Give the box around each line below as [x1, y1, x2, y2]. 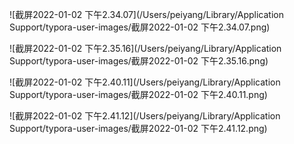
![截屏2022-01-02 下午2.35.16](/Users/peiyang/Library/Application [9, 43, 282, 54]
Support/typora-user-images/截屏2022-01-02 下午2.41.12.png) [9, 123, 268, 134]
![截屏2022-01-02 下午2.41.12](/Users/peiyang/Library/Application [9, 110, 281, 122]
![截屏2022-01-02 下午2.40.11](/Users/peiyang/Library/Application [9, 76, 281, 88]
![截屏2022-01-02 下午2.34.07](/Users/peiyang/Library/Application [9, 9, 284, 20]
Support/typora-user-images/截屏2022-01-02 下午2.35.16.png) [9, 55, 269, 67]
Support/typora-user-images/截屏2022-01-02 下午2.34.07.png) [9, 21, 271, 33]
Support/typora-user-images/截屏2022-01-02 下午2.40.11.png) [9, 89, 268, 100]
